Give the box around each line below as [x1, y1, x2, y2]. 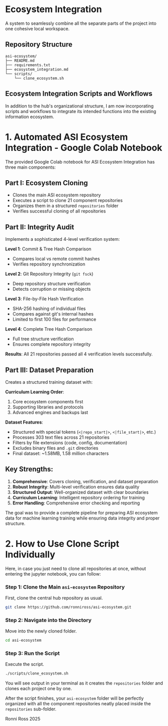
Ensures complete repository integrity [12, 341, 91, 347]
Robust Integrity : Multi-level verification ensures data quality [12, 484, 140, 490]
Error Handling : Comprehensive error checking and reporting [12, 500, 140, 506]
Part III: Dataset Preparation [5, 366, 94, 374]
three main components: [5, 164, 56, 170]
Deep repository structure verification [12, 281, 91, 287]
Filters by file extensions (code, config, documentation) [12, 439, 127, 445]
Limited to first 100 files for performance [12, 317, 97, 323]
